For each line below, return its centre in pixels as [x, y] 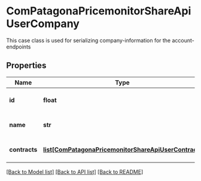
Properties [26, 66]
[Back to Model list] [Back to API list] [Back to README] [75, 171]
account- [183, 40]
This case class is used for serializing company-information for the [89, 40]
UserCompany [43, 24]
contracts [23, 149]
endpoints [19, 47]
